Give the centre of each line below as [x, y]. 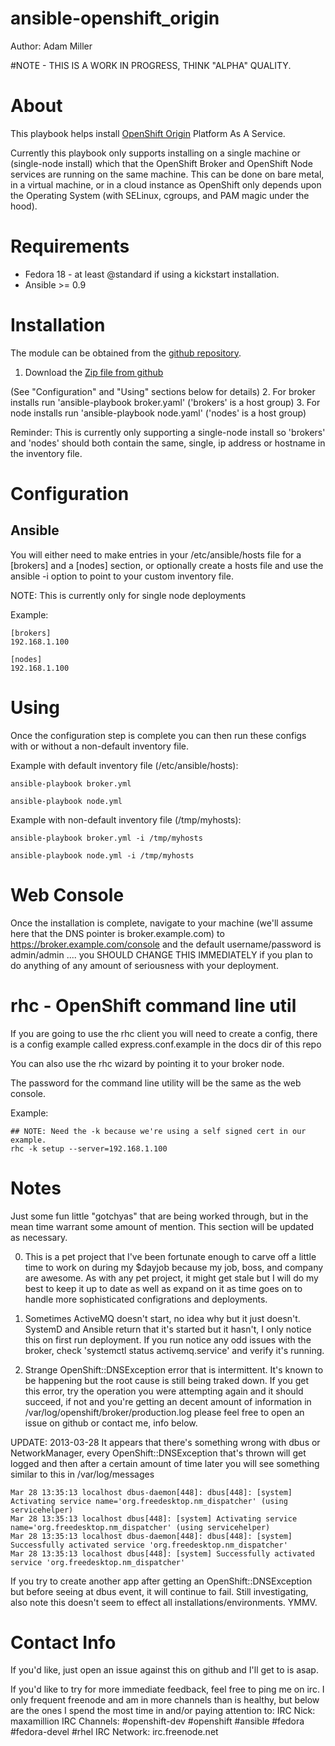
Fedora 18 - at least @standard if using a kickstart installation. [152, 274]
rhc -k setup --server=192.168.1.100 [89, 1148]
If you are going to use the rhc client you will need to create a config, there [164, 1033]
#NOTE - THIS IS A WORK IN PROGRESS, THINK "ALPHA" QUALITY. [151, 65]
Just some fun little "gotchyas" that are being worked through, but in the [159, 1216]
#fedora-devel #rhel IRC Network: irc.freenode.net [114, 1732]
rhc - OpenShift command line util [153, 1005]
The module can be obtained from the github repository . [126, 353]
